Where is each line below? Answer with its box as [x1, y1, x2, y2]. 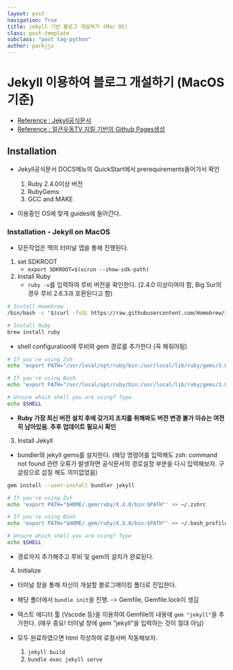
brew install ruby [7, 328, 60, 336]
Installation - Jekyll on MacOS [7, 227, 111, 236]
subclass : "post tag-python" [7, 36, 92, 43]
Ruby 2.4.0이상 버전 [27, 179, 83, 188]
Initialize [17, 566, 42, 574]
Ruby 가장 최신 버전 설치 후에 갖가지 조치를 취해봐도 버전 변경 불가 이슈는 [17, 414, 213, 422]
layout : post [7, 10, 45, 17]
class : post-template [7, 29, 70, 37]
